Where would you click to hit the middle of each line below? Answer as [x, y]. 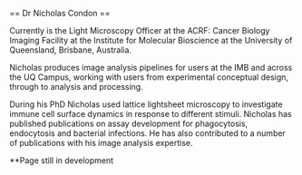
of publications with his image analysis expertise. [101, 143]
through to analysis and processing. [76, 87]
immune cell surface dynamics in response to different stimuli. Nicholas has [151, 114]
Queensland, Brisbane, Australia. [71, 50]
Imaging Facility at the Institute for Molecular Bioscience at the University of [151, 40]
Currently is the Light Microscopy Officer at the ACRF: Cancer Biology [140, 30]
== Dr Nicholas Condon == [60, 13]
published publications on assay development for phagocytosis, [129, 123]
